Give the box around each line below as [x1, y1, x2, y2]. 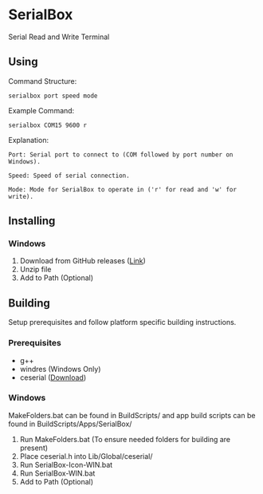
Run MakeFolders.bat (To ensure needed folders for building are [19, 434, 231, 444]
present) [19, 443, 49, 453]
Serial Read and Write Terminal [8, 32, 110, 41]
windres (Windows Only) [19, 364, 101, 373]
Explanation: [8, 135, 49, 144]
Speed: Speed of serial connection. [8, 172, 130, 180]
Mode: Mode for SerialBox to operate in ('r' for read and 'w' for [8, 185, 237, 193]
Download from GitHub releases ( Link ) [19, 256, 146, 266]
